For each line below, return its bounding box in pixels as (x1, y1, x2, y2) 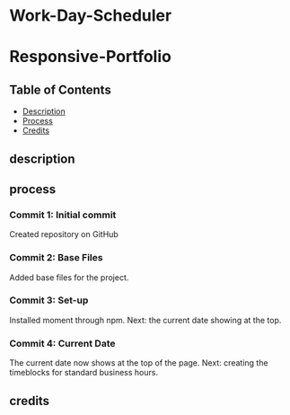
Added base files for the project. (9, 271, 129, 283)
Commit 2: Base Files (9, 252, 103, 264)
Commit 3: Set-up (9, 294, 89, 306)
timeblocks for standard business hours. (9, 367, 159, 378)
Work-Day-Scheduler (9, 5, 172, 26)
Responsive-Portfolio (9, 47, 172, 67)
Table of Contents (9, 82, 112, 97)
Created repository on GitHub (9, 229, 119, 240)
